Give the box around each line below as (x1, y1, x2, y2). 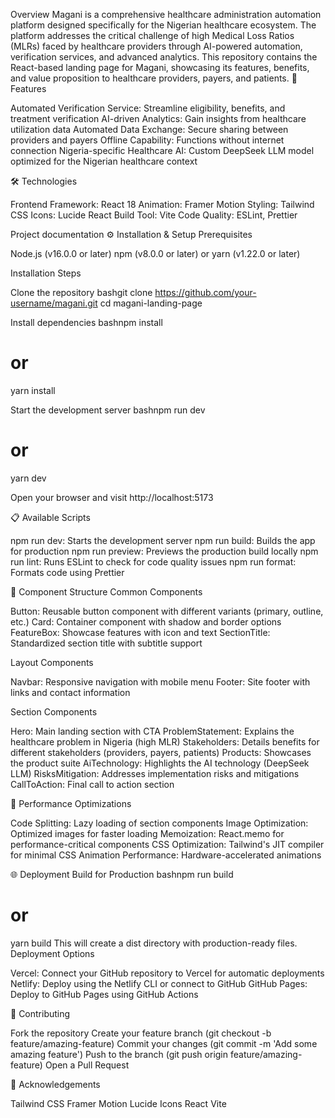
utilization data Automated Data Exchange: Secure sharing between (10, 124, 289, 135)
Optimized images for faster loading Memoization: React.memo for (10, 827, 285, 839)
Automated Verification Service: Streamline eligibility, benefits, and (10, 102, 286, 114)
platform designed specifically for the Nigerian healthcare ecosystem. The (10, 19, 317, 31)
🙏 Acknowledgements (10, 1078, 101, 1090)
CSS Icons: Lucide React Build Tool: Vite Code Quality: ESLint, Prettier (10, 209, 298, 221)
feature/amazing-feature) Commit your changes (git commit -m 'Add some (10, 1037, 318, 1049)
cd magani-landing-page (99, 297, 203, 309)
